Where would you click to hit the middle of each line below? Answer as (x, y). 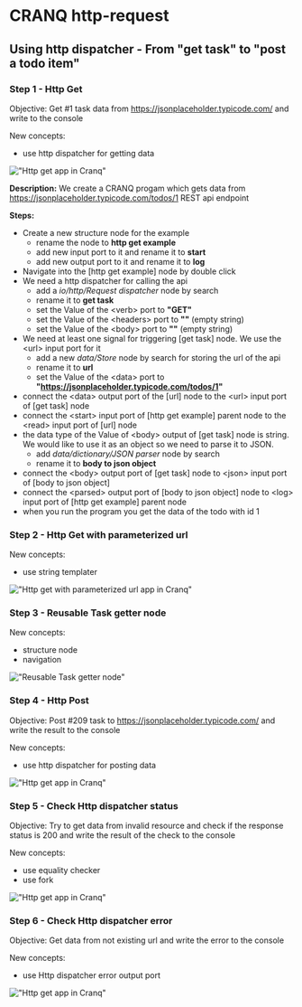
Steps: (22, 215)
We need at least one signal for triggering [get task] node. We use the (152, 338)
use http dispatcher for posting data (89, 765)
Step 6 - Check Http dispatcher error (91, 920)
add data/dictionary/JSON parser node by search (128, 454)
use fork (38, 880)
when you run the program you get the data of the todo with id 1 (141, 511)
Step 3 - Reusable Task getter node (88, 613)
